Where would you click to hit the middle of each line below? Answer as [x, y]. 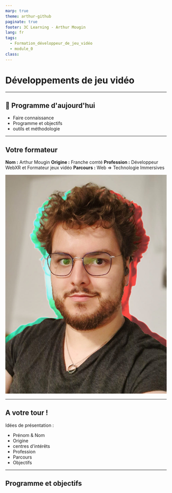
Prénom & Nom [29, 435]
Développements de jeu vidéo [70, 80]
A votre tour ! [27, 413]
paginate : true [21, 22]
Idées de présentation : [30, 425]
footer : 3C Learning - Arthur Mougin [46, 27]
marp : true [17, 11]
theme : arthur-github [28, 16]
